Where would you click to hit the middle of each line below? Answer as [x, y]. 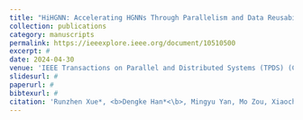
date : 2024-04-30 [42, 60]
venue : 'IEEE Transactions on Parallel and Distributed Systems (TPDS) [147, 69]
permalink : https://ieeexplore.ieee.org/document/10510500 [123, 43]
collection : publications [58, 26]
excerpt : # [30, 51]
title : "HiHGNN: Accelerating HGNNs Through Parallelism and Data [137, 18]
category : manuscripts [52, 34]
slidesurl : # [34, 77]
